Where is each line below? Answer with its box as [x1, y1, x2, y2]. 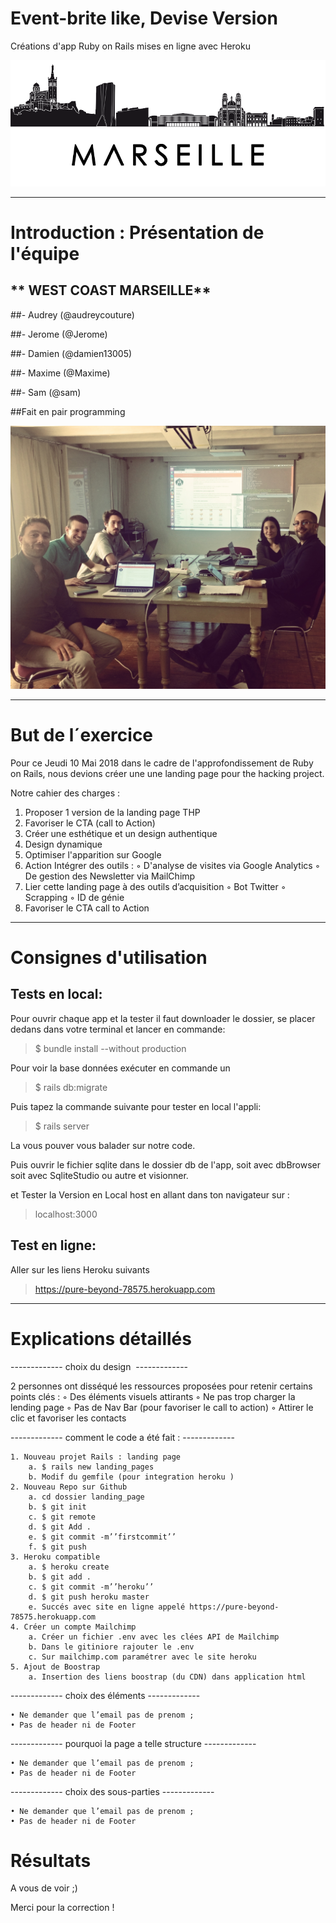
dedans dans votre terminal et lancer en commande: [10, 1023, 226, 1035]
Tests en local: [10, 986, 103, 1003]
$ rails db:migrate [34, 1081, 108, 1093]
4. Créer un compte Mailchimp [10, 1622, 137, 1632]
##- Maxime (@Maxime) [10, 367, 111, 379]
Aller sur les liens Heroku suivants [10, 1263, 150, 1276]
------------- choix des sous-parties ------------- [10, 1785, 215, 1797]
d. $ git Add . [28, 1522, 92, 1532]
